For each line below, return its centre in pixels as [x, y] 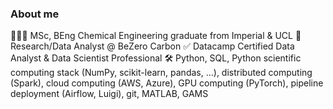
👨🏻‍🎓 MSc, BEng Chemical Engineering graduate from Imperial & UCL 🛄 [156, 36]
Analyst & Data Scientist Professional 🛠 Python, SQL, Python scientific [156, 58]
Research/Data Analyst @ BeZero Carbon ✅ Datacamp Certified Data [152, 46]
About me [35, 14]
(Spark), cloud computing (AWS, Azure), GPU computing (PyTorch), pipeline [167, 83]
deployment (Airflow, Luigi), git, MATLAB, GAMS [109, 94]
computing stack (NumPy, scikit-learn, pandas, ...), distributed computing [161, 73]
